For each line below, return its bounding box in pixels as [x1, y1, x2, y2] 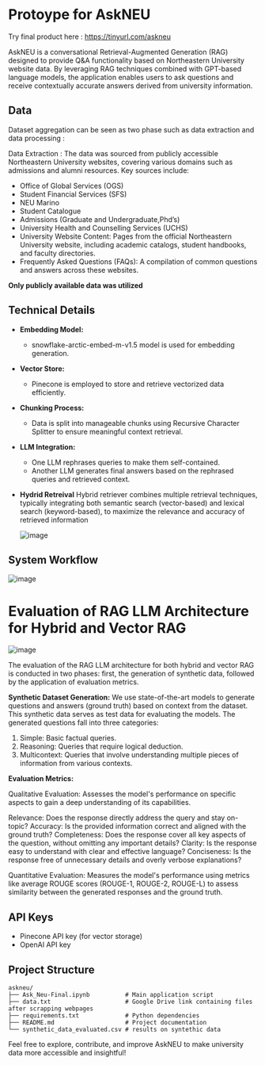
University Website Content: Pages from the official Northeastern [19, 232, 232, 241]
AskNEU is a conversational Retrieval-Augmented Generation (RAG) [8, 47, 229, 56]
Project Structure [8, 963, 95, 976]
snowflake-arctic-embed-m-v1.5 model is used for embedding [31, 339, 235, 350]
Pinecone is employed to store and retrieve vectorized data [31, 379, 225, 389]
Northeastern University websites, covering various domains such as [8, 157, 233, 167]
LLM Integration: [19, 442, 76, 451]
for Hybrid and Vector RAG [8, 619, 187, 637]
